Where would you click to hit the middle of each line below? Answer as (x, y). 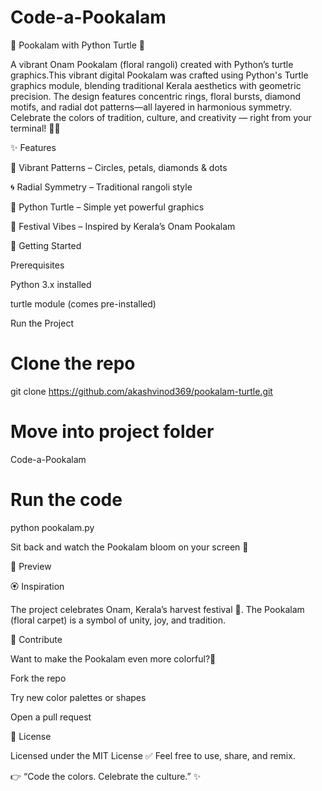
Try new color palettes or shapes (78, 697)
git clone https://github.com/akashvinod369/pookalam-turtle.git (141, 391)
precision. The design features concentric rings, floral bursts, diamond (156, 96)
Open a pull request (51, 717)
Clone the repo (73, 363)
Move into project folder (112, 432)
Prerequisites (37, 265)
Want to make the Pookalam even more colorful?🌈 (113, 658)
